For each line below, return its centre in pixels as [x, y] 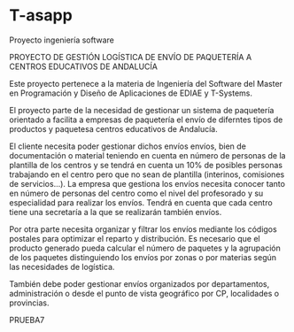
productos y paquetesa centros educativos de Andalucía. [114, 128]
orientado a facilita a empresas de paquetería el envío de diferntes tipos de [146, 120]
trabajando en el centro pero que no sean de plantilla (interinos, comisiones [147, 174]
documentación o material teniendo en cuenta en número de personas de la [147, 155]
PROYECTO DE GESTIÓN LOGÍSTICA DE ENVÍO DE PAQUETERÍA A [131, 57]
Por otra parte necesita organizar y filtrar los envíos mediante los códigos [143, 229]
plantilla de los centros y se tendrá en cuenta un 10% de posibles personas [146, 165]
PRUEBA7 [27, 320]
